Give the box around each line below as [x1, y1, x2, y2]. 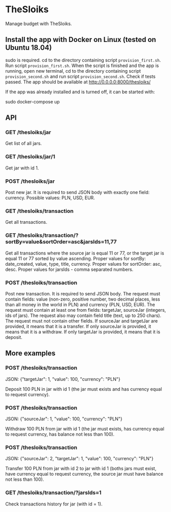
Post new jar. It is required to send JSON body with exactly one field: [5, 189, 150, 196]
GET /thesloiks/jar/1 [5, 153, 55, 160]
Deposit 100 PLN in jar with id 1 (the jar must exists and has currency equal [5, 386, 162, 392]
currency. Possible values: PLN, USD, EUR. [5, 195, 95, 201]
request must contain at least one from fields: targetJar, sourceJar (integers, [5, 307, 166, 313]
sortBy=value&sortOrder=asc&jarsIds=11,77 [5, 238, 117, 245]
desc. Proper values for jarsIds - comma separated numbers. [5, 266, 134, 272]
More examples [5, 349, 56, 358]
